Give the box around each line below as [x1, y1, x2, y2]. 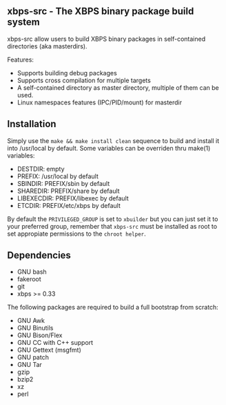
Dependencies [7, 249, 71, 261]
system [7, 17, 40, 28]
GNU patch [17, 353, 50, 361]
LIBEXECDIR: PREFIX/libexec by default [17, 194, 129, 202]
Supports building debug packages [17, 68, 117, 77]
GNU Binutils [17, 324, 54, 332]
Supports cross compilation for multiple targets [17, 76, 152, 84]
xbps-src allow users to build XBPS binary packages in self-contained [7, 35, 205, 43]
